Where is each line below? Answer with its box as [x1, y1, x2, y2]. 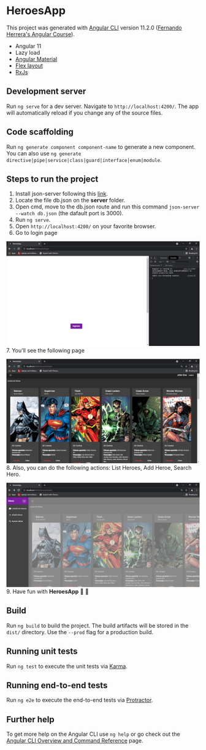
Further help [6, 714, 55, 724]
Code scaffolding [6, 127, 74, 137]
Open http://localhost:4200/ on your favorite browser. [15, 223, 156, 230]
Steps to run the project [6, 174, 99, 184]
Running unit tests [6, 646, 78, 657]
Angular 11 [15, 42, 42, 50]
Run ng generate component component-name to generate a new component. [6, 143, 196, 150]
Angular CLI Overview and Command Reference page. [6, 737, 143, 744]
